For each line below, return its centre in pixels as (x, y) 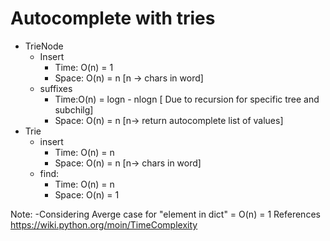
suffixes (56, 88)
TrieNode (44, 46)
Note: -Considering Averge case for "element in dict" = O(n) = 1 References (165, 214)
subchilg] (74, 109)
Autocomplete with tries (113, 18)
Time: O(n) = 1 (84, 67)
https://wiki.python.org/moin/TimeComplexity (104, 224)
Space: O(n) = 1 (87, 194)
